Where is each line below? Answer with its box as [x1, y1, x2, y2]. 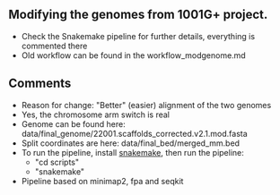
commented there [21, 40, 88, 51]
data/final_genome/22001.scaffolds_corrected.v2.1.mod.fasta [21, 128, 248, 139]
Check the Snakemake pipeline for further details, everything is [21, 30, 256, 41]
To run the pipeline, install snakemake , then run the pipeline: [21, 147, 244, 157]
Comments [8, 76, 72, 91]
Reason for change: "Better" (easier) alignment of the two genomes [21, 99, 272, 110]
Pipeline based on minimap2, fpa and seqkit [21, 175, 184, 186]
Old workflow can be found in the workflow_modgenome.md [21, 49, 246, 61]
